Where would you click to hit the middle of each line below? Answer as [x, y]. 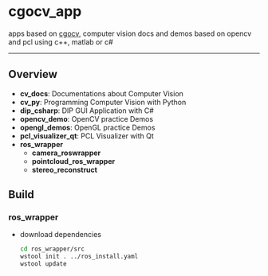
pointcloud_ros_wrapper [73, 161]
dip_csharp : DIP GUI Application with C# [87, 111]
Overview [33, 74]
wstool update [43, 264]
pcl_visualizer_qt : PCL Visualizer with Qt [87, 136]
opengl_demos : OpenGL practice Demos [87, 127]
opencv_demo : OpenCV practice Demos [87, 119]
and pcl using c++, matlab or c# [61, 41]
